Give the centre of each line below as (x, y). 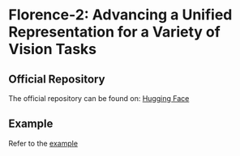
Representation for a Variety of (114, 32)
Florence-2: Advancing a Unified (120, 15)
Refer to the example (43, 143)
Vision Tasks (53, 49)
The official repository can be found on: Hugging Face (99, 98)
